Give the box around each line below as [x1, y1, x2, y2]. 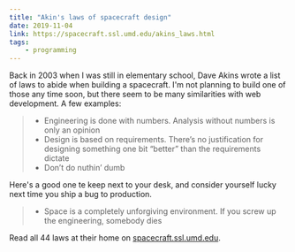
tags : [9, 37, 29, 47]
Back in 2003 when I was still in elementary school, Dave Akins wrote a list [9, 70, 281, 80]
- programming [25, 46, 77, 55]
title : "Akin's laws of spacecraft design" [9, 12, 172, 22]
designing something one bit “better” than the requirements [43, 143, 261, 155]
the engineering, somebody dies [43, 216, 163, 226]
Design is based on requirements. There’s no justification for [43, 134, 263, 145]
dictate [43, 153, 70, 164]
